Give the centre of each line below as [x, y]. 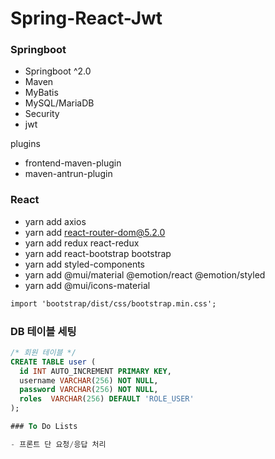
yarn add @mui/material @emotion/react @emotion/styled [145, 274]
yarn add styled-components [85, 264]
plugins [25, 144]
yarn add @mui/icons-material [87, 285]
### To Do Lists [44, 427]
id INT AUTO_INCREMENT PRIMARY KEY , [95, 371]
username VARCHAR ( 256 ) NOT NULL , [89, 380]
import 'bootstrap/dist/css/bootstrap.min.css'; [113, 303]
